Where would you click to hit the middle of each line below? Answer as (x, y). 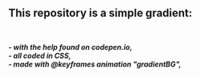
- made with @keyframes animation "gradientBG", (95, 64)
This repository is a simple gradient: (100, 13)
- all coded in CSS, (40, 55)
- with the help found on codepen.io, (70, 47)
